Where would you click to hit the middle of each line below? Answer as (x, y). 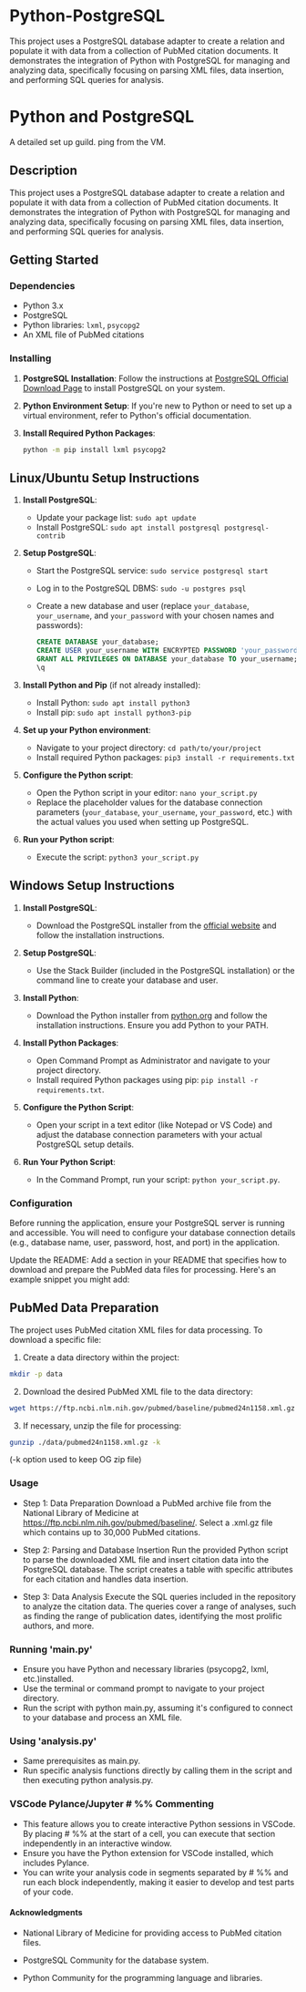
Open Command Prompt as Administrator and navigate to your (153, 1060)
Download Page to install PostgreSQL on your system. (124, 387)
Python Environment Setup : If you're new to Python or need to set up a (157, 406)
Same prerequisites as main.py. (82, 1761)
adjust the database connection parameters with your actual (149, 1134)
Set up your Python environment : (87, 729)
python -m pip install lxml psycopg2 (94, 449)
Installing (31, 358)
